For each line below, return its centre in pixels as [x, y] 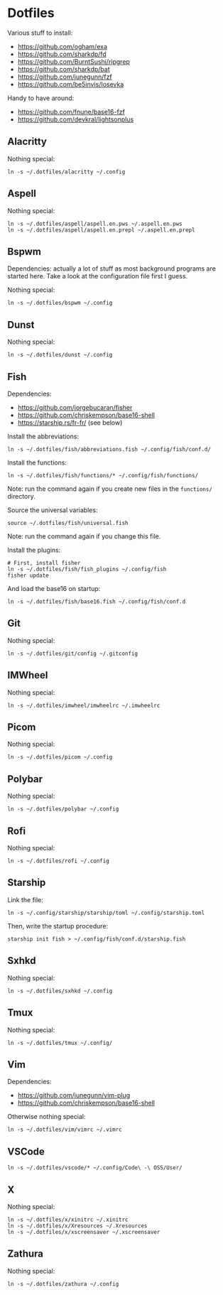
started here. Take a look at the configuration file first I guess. [98, 276]
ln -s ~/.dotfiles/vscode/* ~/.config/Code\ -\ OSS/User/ [95, 1168]
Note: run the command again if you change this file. [84, 536]
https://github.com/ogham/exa [62, 46]
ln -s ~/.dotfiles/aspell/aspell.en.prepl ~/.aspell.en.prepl [101, 230]
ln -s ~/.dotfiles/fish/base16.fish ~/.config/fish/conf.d [97, 602]
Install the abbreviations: [43, 436]
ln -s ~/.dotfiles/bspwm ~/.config [60, 303]
